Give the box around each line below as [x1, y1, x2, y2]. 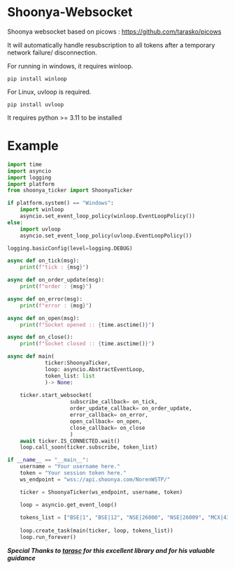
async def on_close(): [7, 333, 73, 341]
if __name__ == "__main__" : [7, 456, 90, 463]
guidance [7, 554, 36, 562]
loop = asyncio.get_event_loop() [20, 501, 117, 508]
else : [7, 219, 23, 226]
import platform [7, 180, 55, 187]
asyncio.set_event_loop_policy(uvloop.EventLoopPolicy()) [20, 232, 192, 239]
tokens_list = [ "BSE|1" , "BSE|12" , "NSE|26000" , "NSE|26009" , [20, 514, 205, 521]
